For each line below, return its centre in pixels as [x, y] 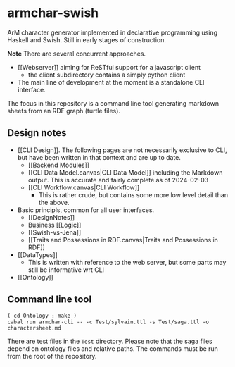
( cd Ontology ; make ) [42, 316]
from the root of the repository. [52, 356]
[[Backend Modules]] [59, 165]
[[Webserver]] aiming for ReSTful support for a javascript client [109, 67]
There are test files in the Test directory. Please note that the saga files [110, 341]
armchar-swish [53, 13]
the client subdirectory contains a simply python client [107, 75]
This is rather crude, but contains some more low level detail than [133, 194]
